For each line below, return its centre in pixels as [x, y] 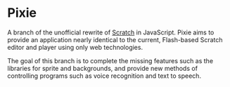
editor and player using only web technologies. [75, 47]
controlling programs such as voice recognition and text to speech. [104, 76]
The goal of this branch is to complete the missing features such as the [110, 60]
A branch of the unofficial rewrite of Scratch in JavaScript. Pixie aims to [111, 32]
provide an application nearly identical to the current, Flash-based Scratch [115, 39]
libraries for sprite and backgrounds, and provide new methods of [103, 68]
